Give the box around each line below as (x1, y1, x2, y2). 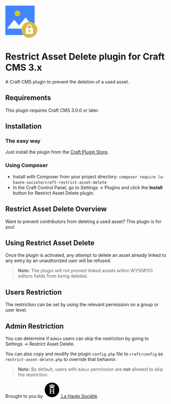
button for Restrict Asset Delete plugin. (12, 190, 94, 196)
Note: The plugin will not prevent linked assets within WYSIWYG (17, 268, 153, 274)
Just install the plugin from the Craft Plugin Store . (5, 149, 109, 155)
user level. (5, 307, 27, 313)
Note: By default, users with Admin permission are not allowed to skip (17, 366, 163, 372)
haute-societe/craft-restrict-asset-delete (12, 180, 107, 185)
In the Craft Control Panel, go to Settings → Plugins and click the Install (12, 184, 163, 190)
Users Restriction (5, 288, 62, 296)
